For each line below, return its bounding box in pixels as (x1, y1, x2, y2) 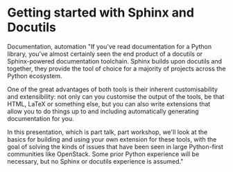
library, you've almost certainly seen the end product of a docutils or (7, 50, 203, 58)
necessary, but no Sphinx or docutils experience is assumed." (7, 157, 184, 165)
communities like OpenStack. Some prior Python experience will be (7, 150, 200, 158)
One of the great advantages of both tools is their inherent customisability (7, 85, 218, 93)
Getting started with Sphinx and (7, 5, 194, 21)
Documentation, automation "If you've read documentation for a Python (7, 42, 212, 50)
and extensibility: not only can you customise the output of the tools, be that (7, 92, 225, 101)
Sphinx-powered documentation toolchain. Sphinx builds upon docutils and (7, 57, 223, 65)
